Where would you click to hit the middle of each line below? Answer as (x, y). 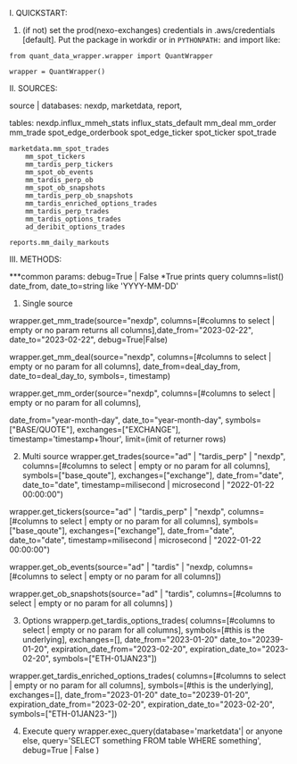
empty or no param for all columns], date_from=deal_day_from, (125, 366)
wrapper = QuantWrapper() (57, 71)
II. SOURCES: (33, 88)
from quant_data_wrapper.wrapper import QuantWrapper (111, 56)
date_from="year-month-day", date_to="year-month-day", (116, 420)
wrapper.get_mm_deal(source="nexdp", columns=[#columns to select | (140, 357)
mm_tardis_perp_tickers (70, 164)
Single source (47, 303)
